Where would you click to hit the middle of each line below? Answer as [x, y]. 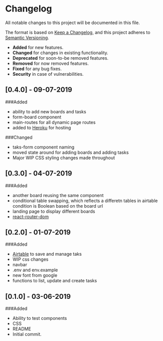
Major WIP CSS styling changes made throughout [64, 157]
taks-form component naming [43, 147]
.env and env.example [35, 270]
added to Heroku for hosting [42, 127]
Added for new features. [38, 47]
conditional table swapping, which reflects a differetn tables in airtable [85, 201]
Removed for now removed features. [50, 63]
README [22, 329]
